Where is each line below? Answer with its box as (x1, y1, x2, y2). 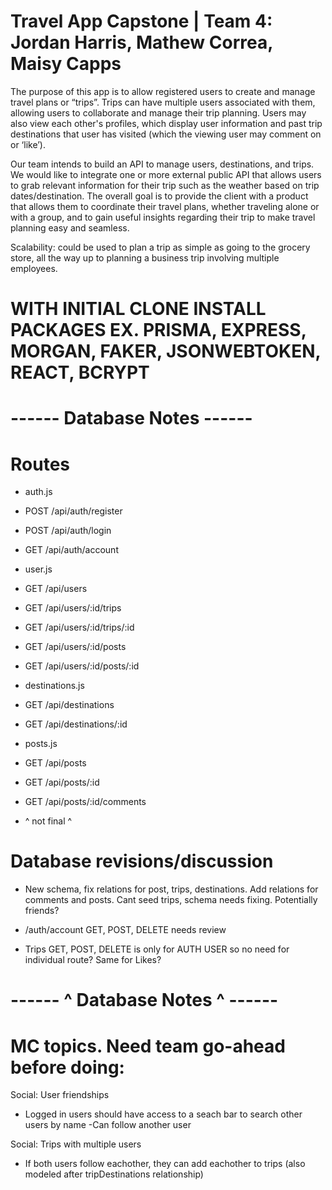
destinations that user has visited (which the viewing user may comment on (10, 128, 322, 140)
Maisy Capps (10, 53, 122, 75)
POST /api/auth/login (24, 525, 112, 537)
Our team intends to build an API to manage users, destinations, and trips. (10, 158, 315, 170)
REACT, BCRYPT (10, 361, 150, 384)
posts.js (24, 738, 58, 750)
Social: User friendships (10, 1089, 110, 1101)
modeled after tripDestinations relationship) (24, 1168, 204, 1180)
